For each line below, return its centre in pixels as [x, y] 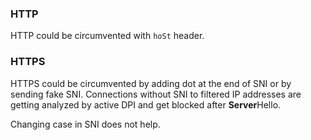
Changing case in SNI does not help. [85, 124]
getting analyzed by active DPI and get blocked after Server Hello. [146, 104]
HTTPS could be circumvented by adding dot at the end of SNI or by [151, 83]
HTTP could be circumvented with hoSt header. [107, 36]
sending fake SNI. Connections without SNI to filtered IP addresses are [156, 94]
